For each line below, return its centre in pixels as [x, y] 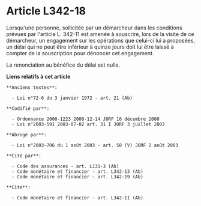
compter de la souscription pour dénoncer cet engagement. [80, 53]
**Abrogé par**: [26, 135]
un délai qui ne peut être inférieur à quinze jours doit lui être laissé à [90, 47]
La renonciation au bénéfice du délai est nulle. [63, 65]
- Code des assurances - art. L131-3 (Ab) [65, 166]
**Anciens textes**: [32, 87]
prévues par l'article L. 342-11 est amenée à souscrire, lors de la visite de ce [100, 34]
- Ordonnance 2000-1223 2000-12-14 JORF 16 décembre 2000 [86, 119]
